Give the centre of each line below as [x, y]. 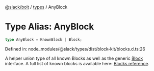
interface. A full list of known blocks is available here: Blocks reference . [77, 63]
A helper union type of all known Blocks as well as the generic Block [74, 58]
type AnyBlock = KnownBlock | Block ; [44, 39]
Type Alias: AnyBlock [50, 27]
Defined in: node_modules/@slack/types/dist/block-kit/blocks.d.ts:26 [75, 49]
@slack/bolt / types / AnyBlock [36, 7]
